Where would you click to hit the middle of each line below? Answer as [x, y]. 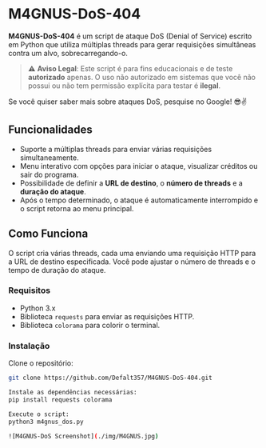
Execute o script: [39, 414]
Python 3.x [38, 308]
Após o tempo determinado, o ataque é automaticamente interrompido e [139, 200]
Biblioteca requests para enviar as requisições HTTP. [107, 316]
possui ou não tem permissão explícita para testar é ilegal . [124, 86]
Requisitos [29, 290]
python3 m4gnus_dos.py [46, 422]
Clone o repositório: [41, 363]
